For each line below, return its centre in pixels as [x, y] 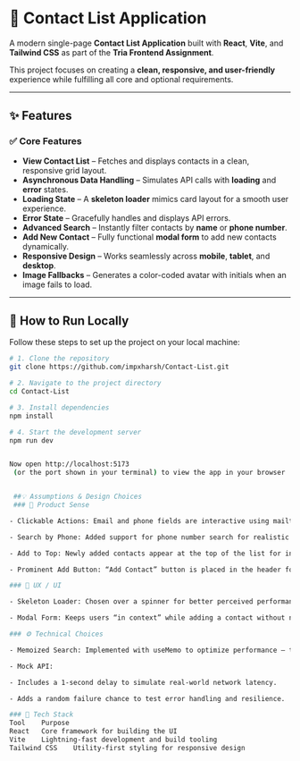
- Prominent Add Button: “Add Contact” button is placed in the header [145, 570]
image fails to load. [57, 284]
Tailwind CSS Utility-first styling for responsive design [127, 748]
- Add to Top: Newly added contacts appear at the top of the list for [145, 554]
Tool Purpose [39, 723]
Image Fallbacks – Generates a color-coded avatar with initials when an [154, 275]
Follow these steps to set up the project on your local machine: [125, 342]
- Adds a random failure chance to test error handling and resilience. [147, 698]
